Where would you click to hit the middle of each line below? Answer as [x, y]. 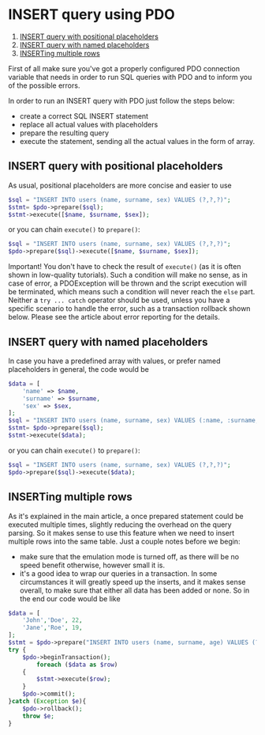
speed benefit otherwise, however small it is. [92, 565]
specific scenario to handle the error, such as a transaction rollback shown [129, 309]
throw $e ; [39, 716]
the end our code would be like [70, 598]
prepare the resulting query [64, 133]
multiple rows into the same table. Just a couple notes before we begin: [124, 541]
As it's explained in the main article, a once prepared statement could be [126, 516]
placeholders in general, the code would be [79, 369]
